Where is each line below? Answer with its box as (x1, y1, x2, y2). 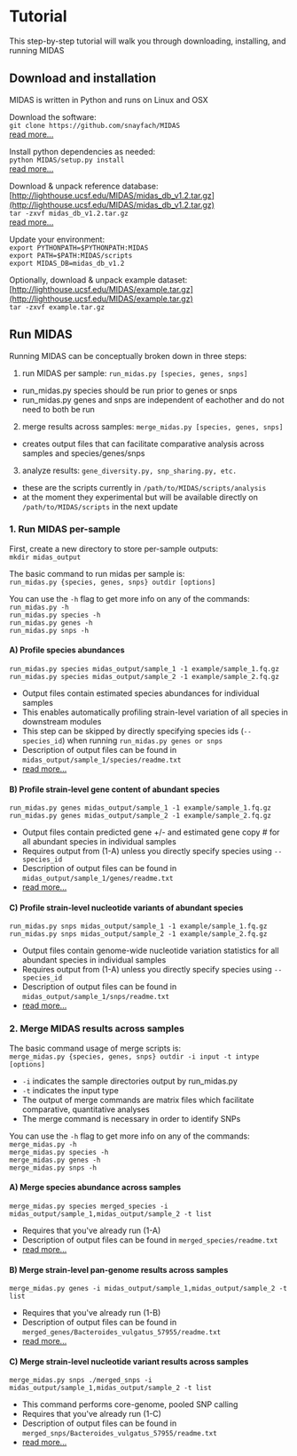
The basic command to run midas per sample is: (9, 568, 185, 579)
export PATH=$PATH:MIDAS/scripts (9, 251, 133, 260)
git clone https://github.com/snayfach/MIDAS (9, 121, 180, 130)
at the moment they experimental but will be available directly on (21, 492, 259, 502)
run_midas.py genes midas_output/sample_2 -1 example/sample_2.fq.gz (9, 812, 272, 820)
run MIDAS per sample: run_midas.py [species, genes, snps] (21, 367, 248, 379)
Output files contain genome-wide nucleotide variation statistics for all (21, 945, 279, 956)
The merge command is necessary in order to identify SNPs (21, 1113, 241, 1124)
